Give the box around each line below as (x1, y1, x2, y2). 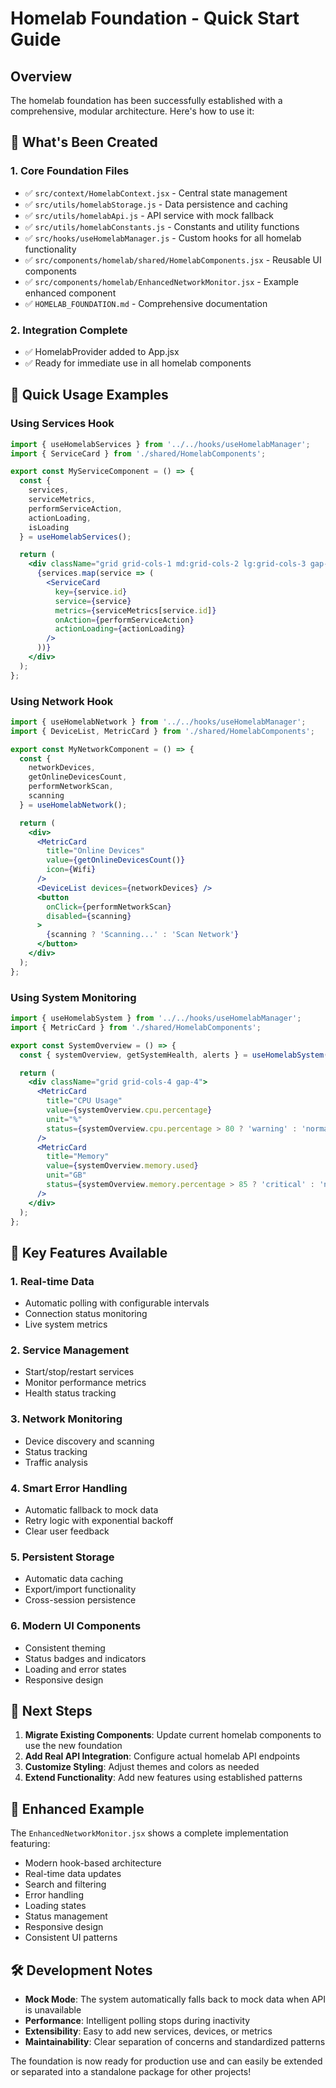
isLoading (28, 522, 70, 532)
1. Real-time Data (10, 1274, 95, 1288)
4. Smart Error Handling (10, 1481, 128, 1495)
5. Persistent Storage (10, 1550, 115, 1564)
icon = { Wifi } (46, 865, 97, 875)
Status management (24, 1910, 108, 1922)
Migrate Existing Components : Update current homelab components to (24, 1729, 322, 1741)
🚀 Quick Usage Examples (10, 387, 169, 404)
